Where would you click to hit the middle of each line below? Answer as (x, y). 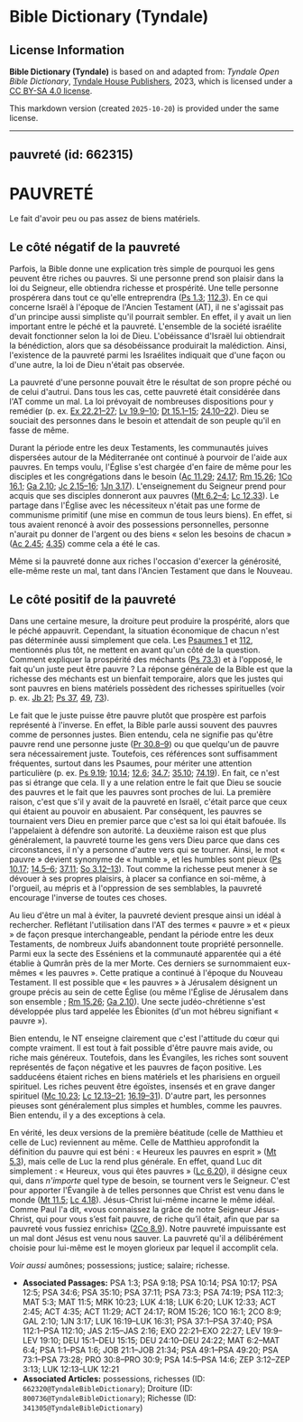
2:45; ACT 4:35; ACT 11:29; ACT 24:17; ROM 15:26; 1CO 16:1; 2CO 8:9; (152, 1311)
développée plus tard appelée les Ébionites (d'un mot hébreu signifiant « (144, 1011)
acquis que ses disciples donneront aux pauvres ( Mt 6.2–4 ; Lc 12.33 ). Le (144, 496)
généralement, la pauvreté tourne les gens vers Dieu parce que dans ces (145, 840)
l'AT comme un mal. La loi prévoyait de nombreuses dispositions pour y (142, 402)
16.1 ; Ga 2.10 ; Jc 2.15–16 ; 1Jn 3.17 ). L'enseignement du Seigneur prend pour (148, 486)
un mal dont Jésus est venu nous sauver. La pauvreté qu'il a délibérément (147, 1238)
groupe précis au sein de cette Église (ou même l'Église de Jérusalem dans (149, 992)
